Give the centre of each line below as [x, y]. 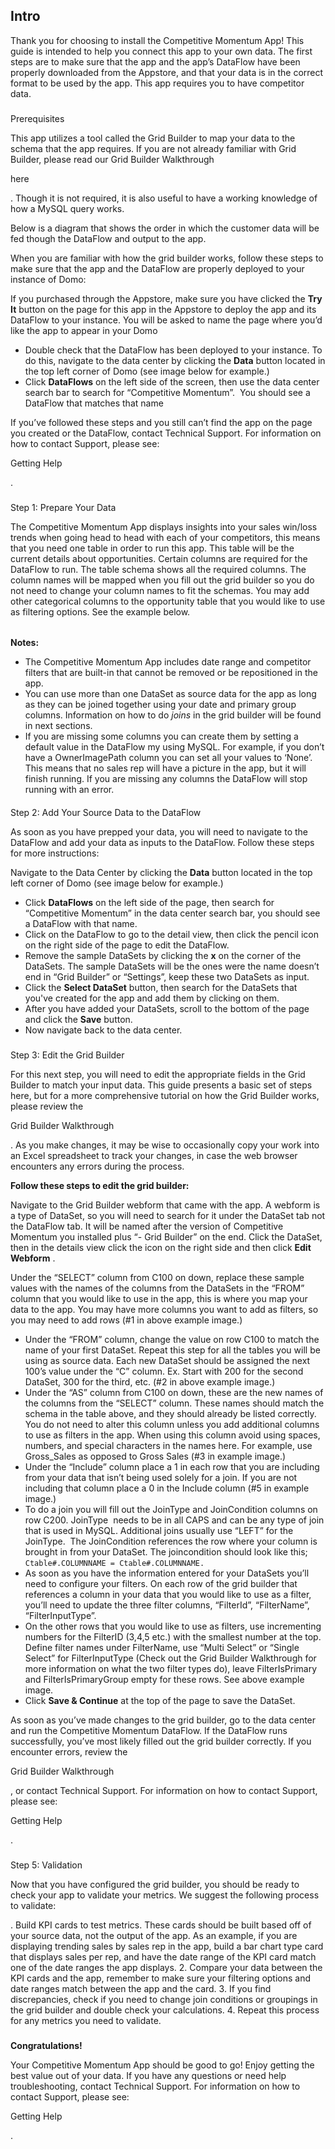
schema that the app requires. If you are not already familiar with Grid [153, 148]
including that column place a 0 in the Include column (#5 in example [167, 1488]
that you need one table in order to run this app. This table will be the [152, 548]
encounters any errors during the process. [97, 1166]
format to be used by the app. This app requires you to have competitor [157, 83]
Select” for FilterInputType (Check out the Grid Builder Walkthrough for [170, 1658]
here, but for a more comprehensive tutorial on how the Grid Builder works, [165, 1095]
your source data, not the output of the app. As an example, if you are [154, 1935]
